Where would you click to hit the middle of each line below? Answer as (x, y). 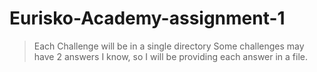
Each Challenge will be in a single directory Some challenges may (169, 46)
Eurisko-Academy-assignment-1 (147, 18)
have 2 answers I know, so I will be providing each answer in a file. (171, 56)
